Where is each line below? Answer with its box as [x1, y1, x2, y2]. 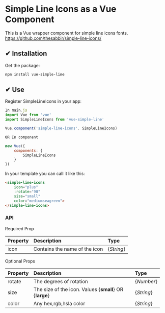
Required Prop [5, 225, 34, 231]
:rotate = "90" [14, 189, 41, 194]
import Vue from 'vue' [5, 113, 52, 118]
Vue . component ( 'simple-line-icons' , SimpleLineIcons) [5, 126, 118, 131]
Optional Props [5, 258, 35, 264]
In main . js [5, 108, 27, 113]
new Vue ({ [5, 144, 26, 148]
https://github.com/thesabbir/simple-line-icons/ [5, 35, 102, 41]
